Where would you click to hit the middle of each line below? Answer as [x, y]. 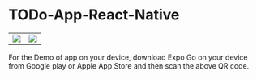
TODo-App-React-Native [94, 15]
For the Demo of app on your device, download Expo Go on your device [128, 57]
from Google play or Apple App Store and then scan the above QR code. [129, 65]
